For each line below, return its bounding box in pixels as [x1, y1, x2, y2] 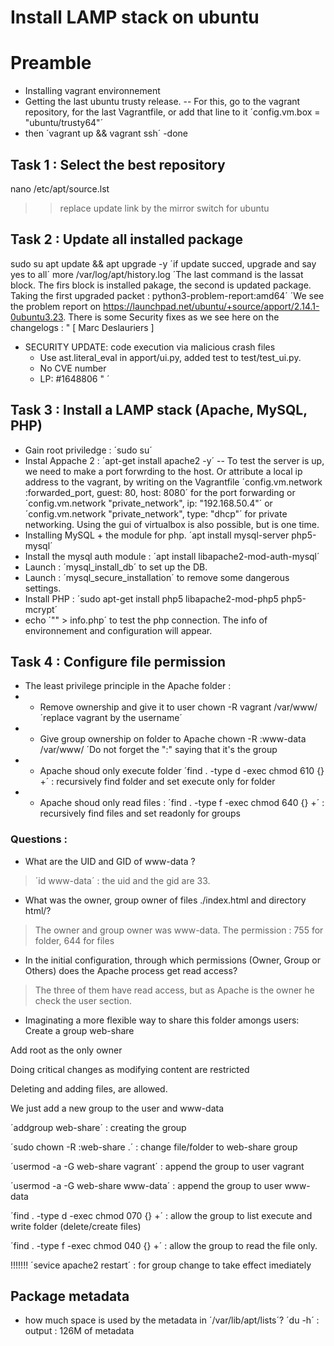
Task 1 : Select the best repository [10, 156, 226, 173]
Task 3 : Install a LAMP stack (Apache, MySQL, [10, 402, 308, 419]
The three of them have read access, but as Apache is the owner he [34, 984, 315, 996]
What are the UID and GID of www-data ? [24, 855, 196, 867]
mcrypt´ [24, 603, 58, 615]
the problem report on [10, 300, 102, 312]
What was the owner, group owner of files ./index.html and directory [24, 894, 307, 906]
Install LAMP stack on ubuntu [10, 6, 260, 29]
